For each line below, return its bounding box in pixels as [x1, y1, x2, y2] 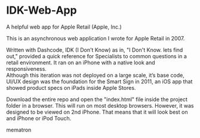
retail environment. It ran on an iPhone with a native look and [6, 59, 155, 66]
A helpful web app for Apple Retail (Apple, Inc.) [6, 23, 122, 30]
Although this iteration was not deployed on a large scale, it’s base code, [6, 71, 185, 79]
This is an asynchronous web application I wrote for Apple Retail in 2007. [6, 34, 185, 42]
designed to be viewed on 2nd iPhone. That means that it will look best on [6, 108, 188, 115]
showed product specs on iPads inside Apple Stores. [6, 84, 136, 91]
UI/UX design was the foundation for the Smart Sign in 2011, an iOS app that [6, 78, 193, 85]
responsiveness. [6, 65, 47, 72]
